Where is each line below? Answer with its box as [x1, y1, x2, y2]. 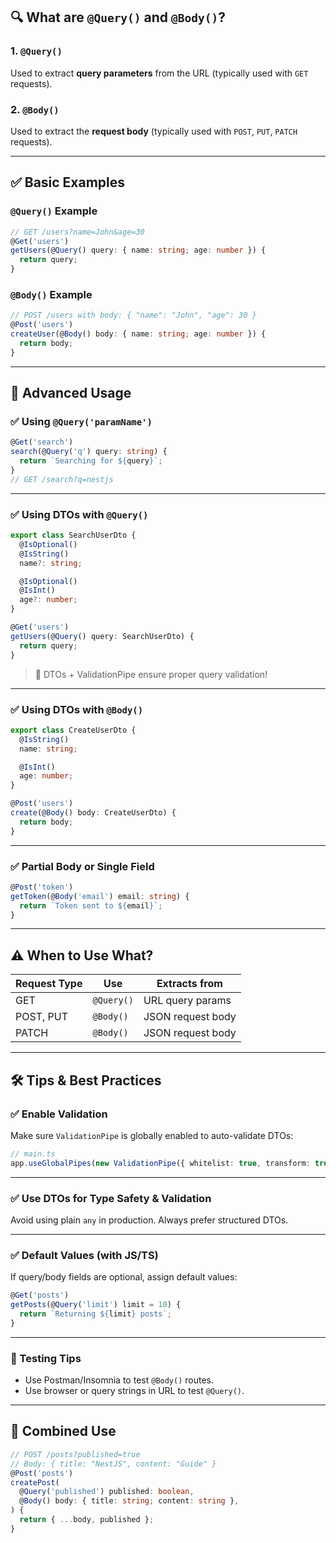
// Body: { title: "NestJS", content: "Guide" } [10, 1459, 217, 1469]
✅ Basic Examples [10, 174, 126, 191]
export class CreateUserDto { [10, 725, 137, 735]
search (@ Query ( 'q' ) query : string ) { [10, 447, 168, 457]
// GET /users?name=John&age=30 [10, 227, 145, 237]
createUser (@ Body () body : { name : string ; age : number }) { [10, 329, 267, 339]
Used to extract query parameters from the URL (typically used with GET [10, 67, 309, 79]
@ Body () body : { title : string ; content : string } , [19, 1496, 240, 1506]
